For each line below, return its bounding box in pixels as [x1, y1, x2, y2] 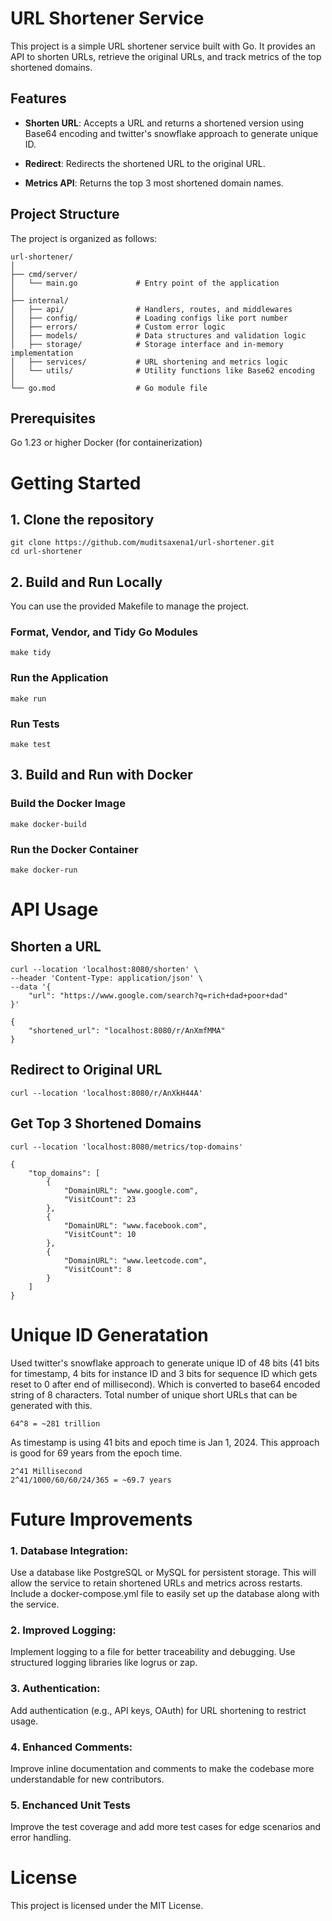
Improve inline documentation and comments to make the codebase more [10, 1763, 315, 1774]
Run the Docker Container [10, 842, 139, 856]
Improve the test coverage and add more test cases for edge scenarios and [10, 1821, 322, 1833]
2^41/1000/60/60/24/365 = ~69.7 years [10, 1475, 172, 1485]
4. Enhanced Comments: [10, 1740, 133, 1754]
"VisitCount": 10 [63, 1229, 137, 1239]
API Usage [10, 898, 99, 921]
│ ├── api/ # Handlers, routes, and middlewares [10, 304, 293, 314]
